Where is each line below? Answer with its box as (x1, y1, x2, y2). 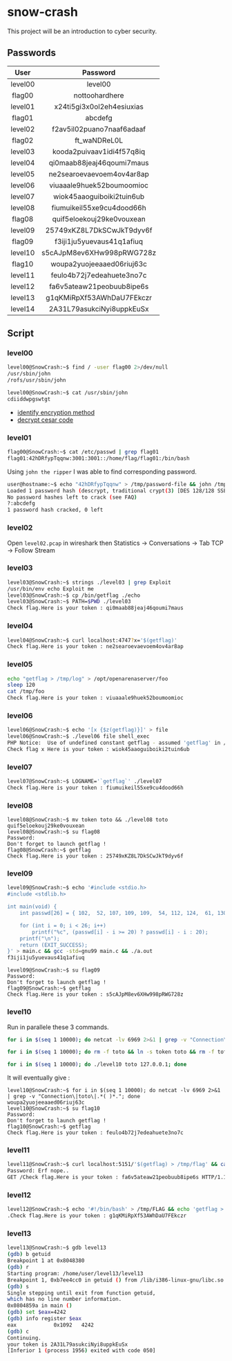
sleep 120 (7, 682, 36, 689)
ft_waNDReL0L (75, 136, 123, 145)
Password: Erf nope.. (7, 1167, 70, 1174)
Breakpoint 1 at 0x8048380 (7, 1257, 85, 1264)
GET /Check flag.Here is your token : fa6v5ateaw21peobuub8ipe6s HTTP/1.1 (7, 1174, 227, 1181)
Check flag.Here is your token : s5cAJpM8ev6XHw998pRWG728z (7, 991, 184, 998)
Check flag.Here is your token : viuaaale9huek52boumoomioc (7, 694, 184, 702)
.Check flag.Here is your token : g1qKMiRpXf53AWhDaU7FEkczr (7, 1212, 187, 1219)
